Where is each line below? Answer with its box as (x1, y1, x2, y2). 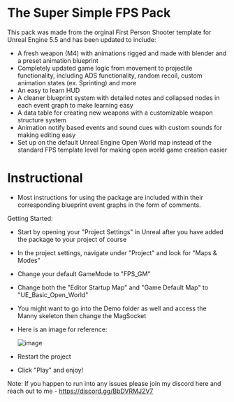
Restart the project (17, 352, 71, 361)
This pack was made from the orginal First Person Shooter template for (7, 28, 212, 36)
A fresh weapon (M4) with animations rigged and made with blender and (17, 49, 227, 57)
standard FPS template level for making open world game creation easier (17, 145, 228, 154)
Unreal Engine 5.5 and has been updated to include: (7, 35, 156, 43)
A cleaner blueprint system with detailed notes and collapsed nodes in (17, 93, 220, 102)
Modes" (17, 256, 41, 264)
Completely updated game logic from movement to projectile (17, 64, 193, 72)
